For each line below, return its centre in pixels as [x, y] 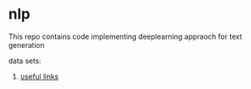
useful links [39, 76]
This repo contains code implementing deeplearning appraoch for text [125, 36]
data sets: [25, 61]
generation [26, 44]
